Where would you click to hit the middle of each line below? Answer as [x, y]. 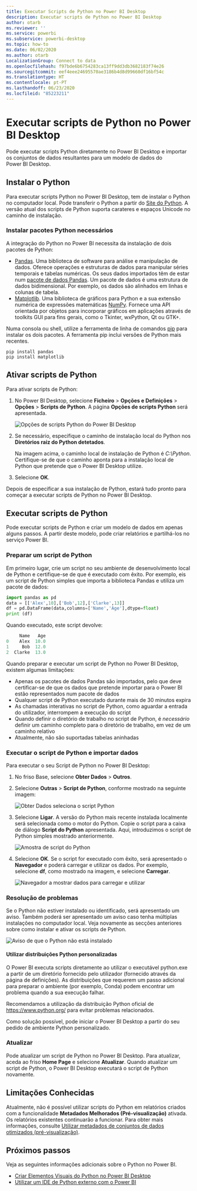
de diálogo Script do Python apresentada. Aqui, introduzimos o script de [103, 830]
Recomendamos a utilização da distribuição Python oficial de [80, 1003]
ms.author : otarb [27, 55]
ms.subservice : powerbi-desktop [46, 39]
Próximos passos [38, 1151]
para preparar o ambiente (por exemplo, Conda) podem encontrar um [90, 986]
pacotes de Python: [30, 249]
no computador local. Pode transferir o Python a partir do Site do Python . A [97, 203]
